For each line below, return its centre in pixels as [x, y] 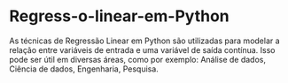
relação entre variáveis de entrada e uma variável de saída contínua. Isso [142, 49]
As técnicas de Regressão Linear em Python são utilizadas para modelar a [145, 41]
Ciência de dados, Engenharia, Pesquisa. [84, 69]
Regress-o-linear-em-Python [120, 16]
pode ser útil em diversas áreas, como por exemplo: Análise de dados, [137, 59]
